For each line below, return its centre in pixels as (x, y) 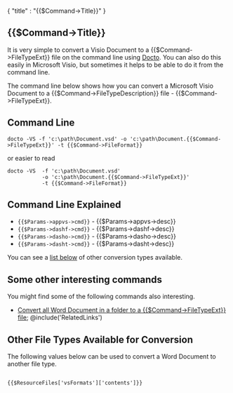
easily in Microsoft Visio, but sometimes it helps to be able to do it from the (115, 65)
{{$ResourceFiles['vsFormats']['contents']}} (75, 383)
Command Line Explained (64, 205)
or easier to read (31, 158)
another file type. (32, 364)
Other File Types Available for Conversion (100, 339)
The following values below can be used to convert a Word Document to (112, 357)
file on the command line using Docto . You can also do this (137, 57)
